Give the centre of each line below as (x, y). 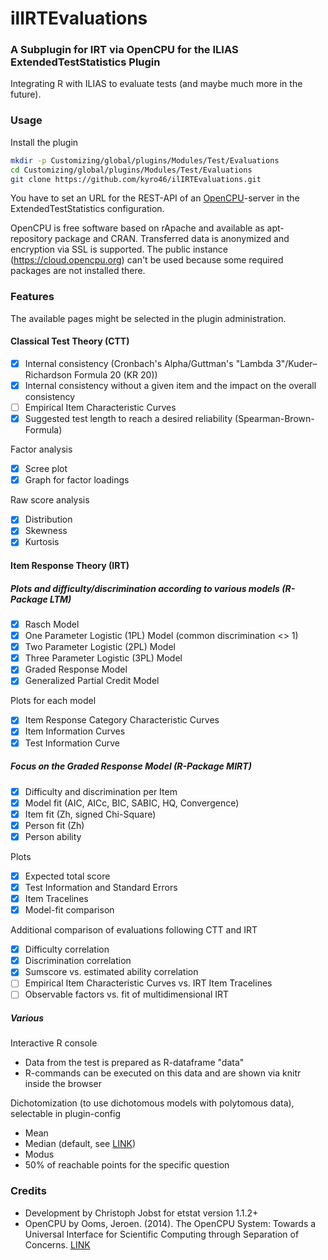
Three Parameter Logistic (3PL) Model (103, 658)
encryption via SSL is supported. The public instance (119, 249)
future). (26, 94)
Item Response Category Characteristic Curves (122, 720)
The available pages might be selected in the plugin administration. (148, 318)
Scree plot (46, 469)
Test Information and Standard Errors (101, 887)
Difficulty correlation (67, 949)
